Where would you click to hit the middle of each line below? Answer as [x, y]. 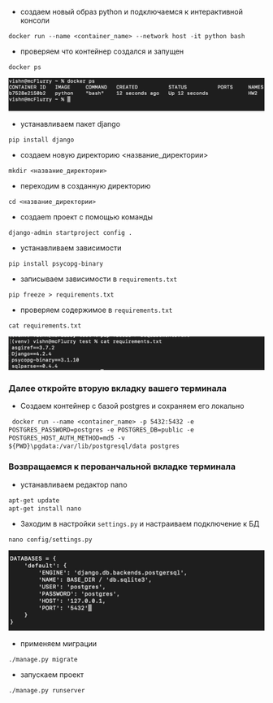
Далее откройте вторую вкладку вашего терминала [118, 388]
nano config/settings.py [50, 540]
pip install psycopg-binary [56, 264]
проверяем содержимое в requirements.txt [96, 310]
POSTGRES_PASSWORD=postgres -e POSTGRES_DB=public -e [102, 430]
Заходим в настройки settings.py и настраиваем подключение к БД [140, 523]
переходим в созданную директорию [85, 186]
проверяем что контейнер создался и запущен [102, 51]
